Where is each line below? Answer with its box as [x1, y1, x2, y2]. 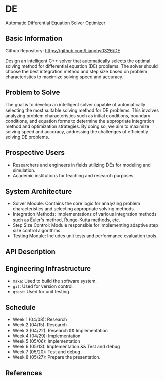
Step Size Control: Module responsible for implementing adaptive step [12, 222, 158, 228]
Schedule [5, 303, 36, 312]
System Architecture [5, 187, 72, 196]
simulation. [12, 167, 36, 173]
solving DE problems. [5, 134, 49, 140]
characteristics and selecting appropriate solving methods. [12, 206, 135, 212]
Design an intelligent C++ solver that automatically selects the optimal [5, 58, 151, 64]
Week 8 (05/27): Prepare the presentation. [12, 354, 101, 360]
